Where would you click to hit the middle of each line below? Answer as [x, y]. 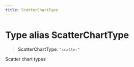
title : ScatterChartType [32, 10]
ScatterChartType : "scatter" [49, 49]
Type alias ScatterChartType [67, 35]
